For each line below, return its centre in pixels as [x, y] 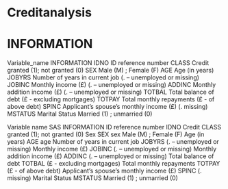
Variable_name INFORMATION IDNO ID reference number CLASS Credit [108, 63]
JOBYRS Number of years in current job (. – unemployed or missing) [103, 77]
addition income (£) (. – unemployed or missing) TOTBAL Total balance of [111, 92]
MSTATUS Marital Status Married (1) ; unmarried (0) [80, 114]
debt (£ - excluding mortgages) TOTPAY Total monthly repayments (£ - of [111, 99]
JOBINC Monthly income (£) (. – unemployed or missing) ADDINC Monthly [112, 85]
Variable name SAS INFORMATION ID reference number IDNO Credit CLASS [114, 127]
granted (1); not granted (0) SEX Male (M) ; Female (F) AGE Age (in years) [111, 71]
